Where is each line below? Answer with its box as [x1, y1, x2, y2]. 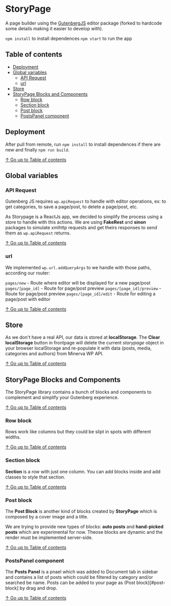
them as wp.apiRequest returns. [5, 230, 71, 236]
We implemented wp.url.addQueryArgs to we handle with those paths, [5, 264, 152, 270]
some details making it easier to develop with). [5, 25, 103, 31]
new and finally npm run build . [5, 146, 70, 153]
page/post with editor [5, 296, 51, 302]
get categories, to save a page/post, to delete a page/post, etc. [5, 204, 138, 210]
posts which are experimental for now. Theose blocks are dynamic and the [5, 529, 163, 535]
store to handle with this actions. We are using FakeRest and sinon [5, 219, 146, 225]
